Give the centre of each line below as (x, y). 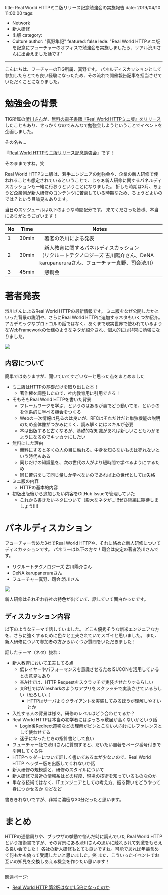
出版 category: (27, 35)
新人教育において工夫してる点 (43, 663)
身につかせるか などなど (37, 789)
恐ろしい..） (41, 695)
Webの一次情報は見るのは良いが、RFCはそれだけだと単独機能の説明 (90, 418)
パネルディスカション (49, 528)
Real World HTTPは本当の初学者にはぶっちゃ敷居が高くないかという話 (85, 720)
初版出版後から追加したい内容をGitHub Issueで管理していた (74, 493)
